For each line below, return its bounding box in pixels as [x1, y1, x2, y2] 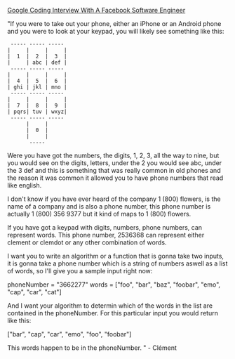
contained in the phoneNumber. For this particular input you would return [7, 309, 219, 317]
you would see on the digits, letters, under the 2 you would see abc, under [7, 159, 222, 167]
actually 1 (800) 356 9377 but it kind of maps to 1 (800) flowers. [7, 210, 192, 218]
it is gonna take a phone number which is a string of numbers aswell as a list [7, 259, 228, 268]
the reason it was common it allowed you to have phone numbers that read [7, 174, 224, 182]
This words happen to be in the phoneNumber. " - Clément [7, 344, 177, 352]
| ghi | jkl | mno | [7, 84, 68, 91]
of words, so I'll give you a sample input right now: [7, 267, 153, 275]
